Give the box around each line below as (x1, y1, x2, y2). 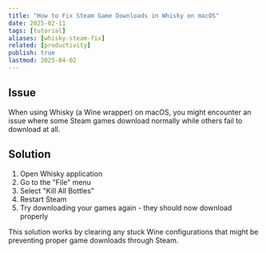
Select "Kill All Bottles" (19, 186, 94, 195)
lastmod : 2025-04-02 (8, 57, 77, 65)
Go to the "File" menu (19, 177, 92, 187)
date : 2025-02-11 (8, 19, 66, 27)
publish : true (8, 49, 56, 57)
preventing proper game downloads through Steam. (8, 235, 179, 245)
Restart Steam (19, 194, 67, 204)
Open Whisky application (19, 169, 103, 179)
